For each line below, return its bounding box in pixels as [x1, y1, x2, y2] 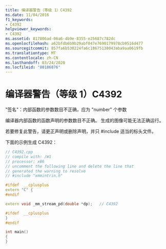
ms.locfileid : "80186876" [5, 65, 60, 70]
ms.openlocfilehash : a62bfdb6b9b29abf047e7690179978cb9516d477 [5, 41, 143, 46]
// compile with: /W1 [5, 154, 52, 159]
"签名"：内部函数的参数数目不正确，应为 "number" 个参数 [5, 106, 127, 113]
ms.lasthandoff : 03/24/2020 [5, 60, 66, 65]
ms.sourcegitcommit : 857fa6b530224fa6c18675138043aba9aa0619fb [5, 46, 143, 51]
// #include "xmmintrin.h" [5, 173, 63, 179]
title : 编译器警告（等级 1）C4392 [5, 7, 72, 13]
